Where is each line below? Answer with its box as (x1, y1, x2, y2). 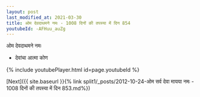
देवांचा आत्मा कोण (14, 54, 48, 61)
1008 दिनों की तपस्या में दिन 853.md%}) (6, 85, 91, 92)
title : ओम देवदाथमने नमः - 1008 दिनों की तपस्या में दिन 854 (6, 20, 131, 26)
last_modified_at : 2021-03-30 (6, 14, 82, 20)
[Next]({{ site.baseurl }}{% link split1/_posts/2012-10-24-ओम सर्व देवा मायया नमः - (6, 78, 194, 85)
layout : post (6, 8, 39, 15)
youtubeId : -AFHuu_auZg (6, 25, 66, 32)
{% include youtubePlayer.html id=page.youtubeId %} (6, 66, 140, 74)
